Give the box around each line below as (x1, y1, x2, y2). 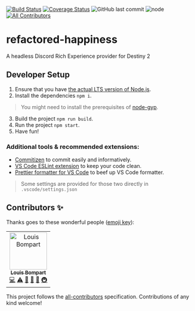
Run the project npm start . (14, 121, 80, 128)
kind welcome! (6, 299, 42, 306)
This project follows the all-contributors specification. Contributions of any (6, 293, 190, 300)
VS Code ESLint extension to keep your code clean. (14, 163, 142, 170)
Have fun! (14, 127, 39, 135)
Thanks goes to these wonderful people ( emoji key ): (6, 218, 135, 226)
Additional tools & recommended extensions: (6, 142, 140, 151)
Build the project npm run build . (14, 115, 94, 122)
